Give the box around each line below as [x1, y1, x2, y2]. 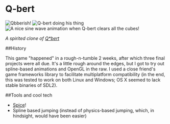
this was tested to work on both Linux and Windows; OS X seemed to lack [5, 77, 161, 83]
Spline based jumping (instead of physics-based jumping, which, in [12, 107, 155, 113]
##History [5, 45, 27, 51]
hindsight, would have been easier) [12, 113, 87, 119]
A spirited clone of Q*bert [5, 35, 60, 41]
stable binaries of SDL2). [5, 82, 58, 88]
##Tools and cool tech [5, 92, 53, 98]
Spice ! [12, 102, 27, 108]
